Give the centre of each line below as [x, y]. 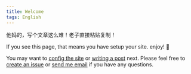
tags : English [24, 17]
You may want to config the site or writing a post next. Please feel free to [96, 58]
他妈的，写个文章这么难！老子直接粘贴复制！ [61, 35]
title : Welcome [25, 12]
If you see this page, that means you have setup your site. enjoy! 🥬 [88, 46]
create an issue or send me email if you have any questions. [80, 64]
